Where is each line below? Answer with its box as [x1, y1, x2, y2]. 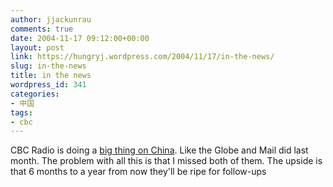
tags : [10, 107, 33, 118]
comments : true [10, 24, 74, 34]
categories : [10, 89, 60, 99]
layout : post [10, 42, 65, 53]
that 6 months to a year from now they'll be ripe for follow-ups [10, 166, 267, 178]
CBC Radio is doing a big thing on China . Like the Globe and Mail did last [10, 144, 309, 156]
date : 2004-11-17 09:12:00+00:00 [10, 33, 150, 43]
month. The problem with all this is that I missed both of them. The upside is [10, 155, 323, 167]
